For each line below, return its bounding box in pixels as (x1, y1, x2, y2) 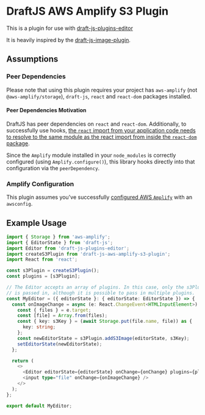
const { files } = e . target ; (17, 307, 92, 313)
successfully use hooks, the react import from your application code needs (6, 126, 196, 134)
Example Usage (6, 218, 67, 228)
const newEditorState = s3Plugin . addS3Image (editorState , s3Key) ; (17, 335, 190, 341)
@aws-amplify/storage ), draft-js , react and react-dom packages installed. (6, 93, 192, 100)
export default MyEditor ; (6, 403, 72, 409)
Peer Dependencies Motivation (6, 107, 87, 114)
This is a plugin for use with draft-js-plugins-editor (6, 24, 133, 32)
